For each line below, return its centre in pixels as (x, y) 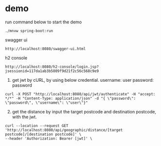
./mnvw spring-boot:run (29, 31)
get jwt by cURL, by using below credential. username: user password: (83, 80)
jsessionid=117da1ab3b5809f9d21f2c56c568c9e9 (52, 71)
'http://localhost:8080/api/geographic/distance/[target (64, 130)
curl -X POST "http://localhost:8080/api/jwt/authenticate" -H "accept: (80, 94)
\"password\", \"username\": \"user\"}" (47, 103)
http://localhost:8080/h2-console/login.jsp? (52, 67)
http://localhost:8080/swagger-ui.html (45, 49)
